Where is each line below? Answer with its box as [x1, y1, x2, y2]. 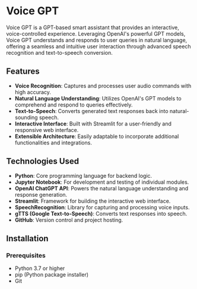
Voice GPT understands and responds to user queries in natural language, [6, 36, 188, 43]
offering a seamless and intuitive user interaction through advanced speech [6, 43, 191, 50]
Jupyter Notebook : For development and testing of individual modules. [14, 178, 189, 186]
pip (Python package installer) [14, 271, 89, 278]
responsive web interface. [14, 126, 79, 133]
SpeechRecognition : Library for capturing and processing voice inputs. [14, 203, 190, 211]
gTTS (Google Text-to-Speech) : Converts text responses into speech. [14, 210, 188, 217]
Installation [6, 233, 49, 243]
